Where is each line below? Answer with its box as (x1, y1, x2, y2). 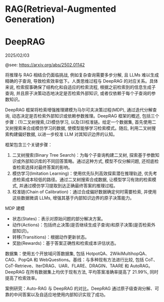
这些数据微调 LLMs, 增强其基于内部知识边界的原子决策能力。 (12, 195, 135, 201)
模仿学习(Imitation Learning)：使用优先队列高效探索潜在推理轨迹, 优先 (12, 170, 153, 177)
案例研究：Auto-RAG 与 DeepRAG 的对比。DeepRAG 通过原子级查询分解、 (5, 285, 155, 292)
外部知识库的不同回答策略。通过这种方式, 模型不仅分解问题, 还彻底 (21, 158, 155, 164)
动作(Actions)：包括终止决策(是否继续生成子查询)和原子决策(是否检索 (12, 222, 152, 228)
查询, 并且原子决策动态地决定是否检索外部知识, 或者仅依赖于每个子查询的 (5, 91, 152, 96)
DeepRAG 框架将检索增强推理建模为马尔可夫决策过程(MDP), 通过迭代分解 (5, 107, 153, 113)
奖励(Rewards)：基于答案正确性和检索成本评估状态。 (12, 240, 119, 246)
